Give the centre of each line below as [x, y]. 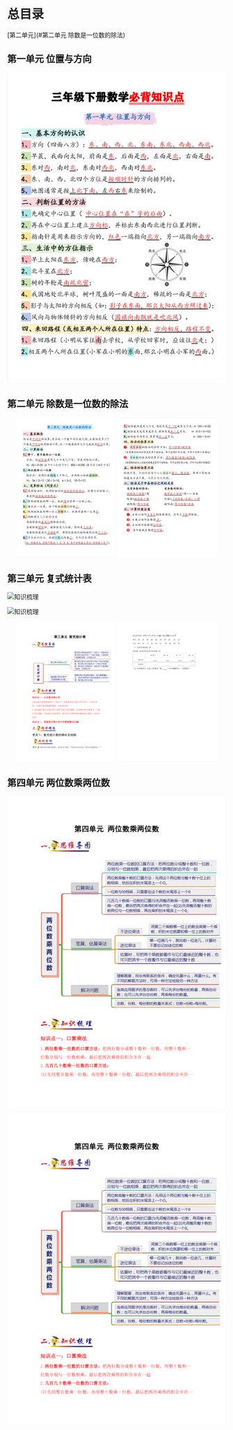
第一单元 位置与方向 [49, 59]
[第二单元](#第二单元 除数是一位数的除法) [66, 35]
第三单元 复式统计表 [49, 579]
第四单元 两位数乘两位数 [58, 783]
